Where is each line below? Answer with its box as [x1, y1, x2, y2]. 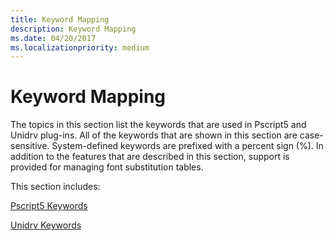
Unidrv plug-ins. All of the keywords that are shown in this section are [10, 129, 298, 141]
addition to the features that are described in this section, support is [10, 151, 290, 163]
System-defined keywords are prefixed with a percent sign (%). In [51, 140, 324, 152]
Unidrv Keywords [10, 219, 82, 231]
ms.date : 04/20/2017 [10, 33, 97, 43]
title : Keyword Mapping [10, 14, 110, 25]
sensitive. [10, 140, 50, 152]
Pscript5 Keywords [10, 200, 88, 212]
